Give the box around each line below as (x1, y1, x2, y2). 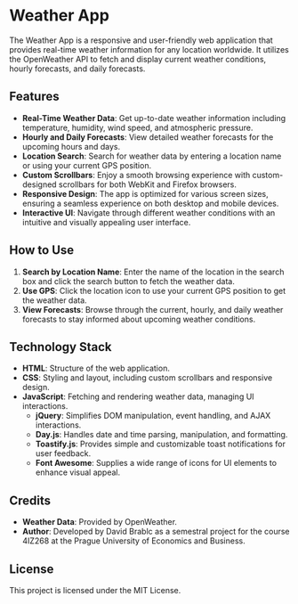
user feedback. (35, 448, 92, 459)
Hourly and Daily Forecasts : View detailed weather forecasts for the (21, 131, 274, 143)
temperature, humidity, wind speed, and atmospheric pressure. (21, 122, 254, 133)
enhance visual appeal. (35, 467, 121, 477)
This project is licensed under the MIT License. (9, 585, 181, 595)
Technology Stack (9, 339, 112, 355)
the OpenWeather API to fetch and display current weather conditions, (9, 53, 267, 64)
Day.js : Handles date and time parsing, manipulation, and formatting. (35, 429, 288, 440)
